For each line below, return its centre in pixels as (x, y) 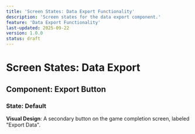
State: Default (26, 106)
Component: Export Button (56, 89)
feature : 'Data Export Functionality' (53, 22)
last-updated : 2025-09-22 (37, 28)
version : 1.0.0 (25, 33)
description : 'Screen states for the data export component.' (83, 17)
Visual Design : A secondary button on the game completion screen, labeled (98, 118)
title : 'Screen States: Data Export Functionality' (70, 11)
